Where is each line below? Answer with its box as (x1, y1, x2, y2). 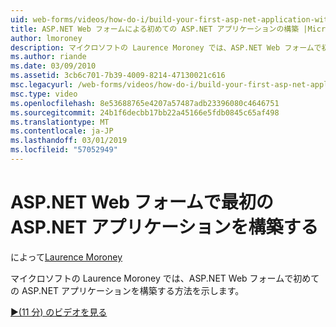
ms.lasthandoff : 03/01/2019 (10, 136, 128, 146)
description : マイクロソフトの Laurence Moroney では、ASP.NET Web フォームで (10, 42, 322, 53)
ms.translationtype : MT (10, 117, 110, 127)
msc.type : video (10, 89, 78, 99)
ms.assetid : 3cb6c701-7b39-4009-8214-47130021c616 (10, 71, 226, 81)
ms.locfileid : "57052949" (10, 145, 118, 155)
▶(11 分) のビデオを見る (10, 306, 108, 318)
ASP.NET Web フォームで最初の (10, 191, 274, 214)
